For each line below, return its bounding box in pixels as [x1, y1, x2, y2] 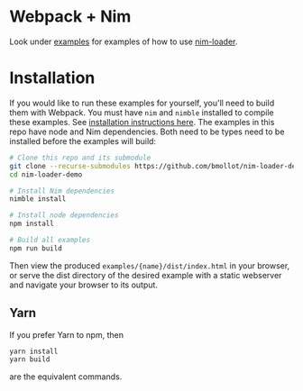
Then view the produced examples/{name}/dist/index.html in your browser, [9, 259, 290, 271]
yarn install [9, 347, 59, 356]
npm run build [9, 243, 63, 253]
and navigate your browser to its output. [9, 279, 158, 290]
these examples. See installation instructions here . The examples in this [9, 116, 275, 127]
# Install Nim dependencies [9, 186, 115, 195]
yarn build [9, 355, 50, 364]
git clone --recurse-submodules [9, 161, 131, 170]
